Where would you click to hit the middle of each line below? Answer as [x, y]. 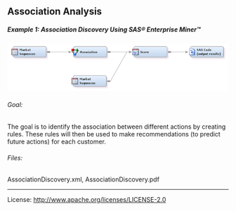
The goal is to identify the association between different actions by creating [117, 127]
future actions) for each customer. [57, 141]
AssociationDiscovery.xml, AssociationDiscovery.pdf [84, 179]
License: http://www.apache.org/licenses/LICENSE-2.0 [87, 200]
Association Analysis [55, 12]
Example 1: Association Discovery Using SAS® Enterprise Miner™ [104, 29]
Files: [15, 158]
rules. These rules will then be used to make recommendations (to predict [114, 134]
